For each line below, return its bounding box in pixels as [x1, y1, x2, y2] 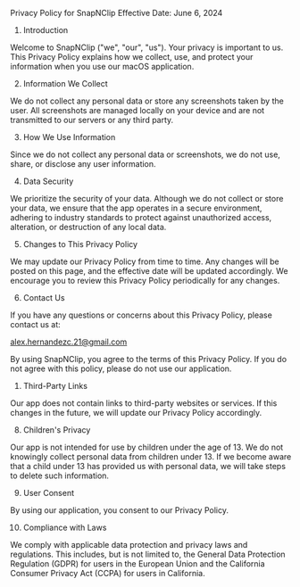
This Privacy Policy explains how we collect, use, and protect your [10, 52, 254, 62]
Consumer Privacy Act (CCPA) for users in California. [10, 568, 205, 578]
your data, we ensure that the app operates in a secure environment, [10, 203, 262, 213]
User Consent [22, 488, 75, 498]
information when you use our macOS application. [10, 62, 195, 71]
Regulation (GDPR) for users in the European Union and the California [10, 558, 266, 569]
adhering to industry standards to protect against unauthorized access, [10, 212, 272, 222]
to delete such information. [10, 470, 110, 481]
